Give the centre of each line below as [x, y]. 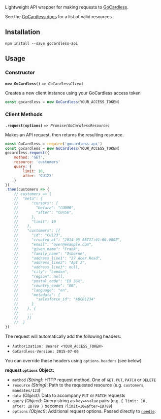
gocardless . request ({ [27, 153]
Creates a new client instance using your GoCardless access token [73, 93]
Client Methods [24, 114]
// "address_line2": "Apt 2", [50, 263]
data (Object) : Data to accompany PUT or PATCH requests [69, 395]
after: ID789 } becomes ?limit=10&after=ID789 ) [62, 406]
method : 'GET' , [30, 158]
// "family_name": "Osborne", [50, 254]
